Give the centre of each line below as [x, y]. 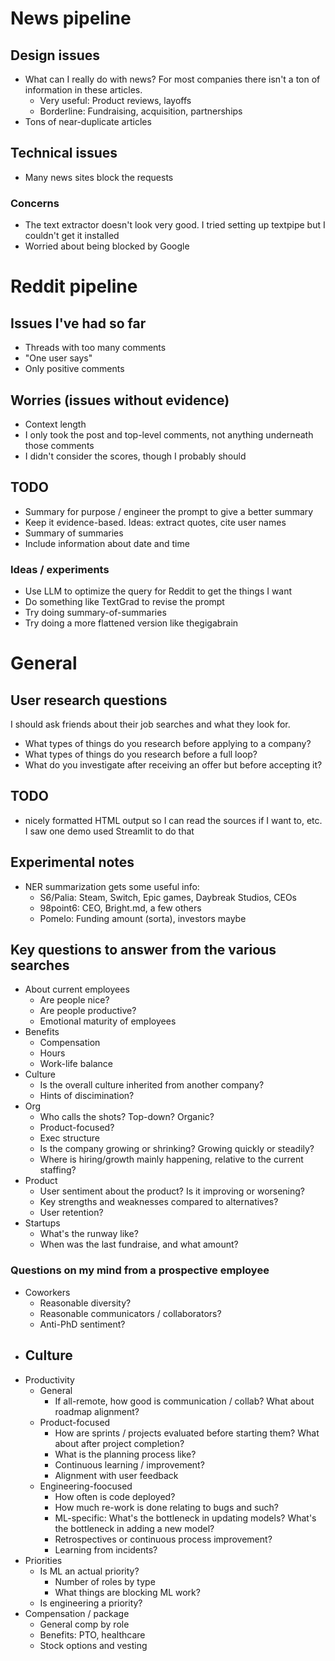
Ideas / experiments [60, 569]
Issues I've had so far [78, 323]
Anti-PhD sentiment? [82, 1324]
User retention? [71, 1213]
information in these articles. [83, 90]
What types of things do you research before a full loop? [141, 754]
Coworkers [47, 1292]
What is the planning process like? [125, 1454]
